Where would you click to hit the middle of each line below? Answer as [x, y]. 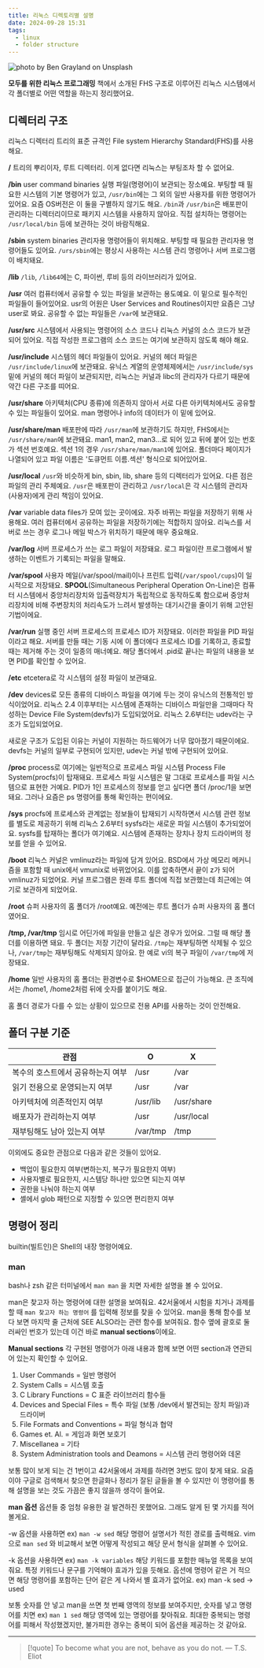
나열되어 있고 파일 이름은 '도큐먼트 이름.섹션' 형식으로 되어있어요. [108, 459]
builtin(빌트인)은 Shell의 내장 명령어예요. [70, 1246]
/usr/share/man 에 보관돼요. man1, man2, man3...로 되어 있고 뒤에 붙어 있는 [125, 439]
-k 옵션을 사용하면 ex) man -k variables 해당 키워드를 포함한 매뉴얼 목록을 [123, 1560]
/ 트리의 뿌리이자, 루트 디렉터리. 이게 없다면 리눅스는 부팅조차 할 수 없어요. [121, 167]
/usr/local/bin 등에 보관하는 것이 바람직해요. [79, 223]
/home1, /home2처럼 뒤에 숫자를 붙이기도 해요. [95, 989]
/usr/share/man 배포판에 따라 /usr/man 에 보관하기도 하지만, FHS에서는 [119, 429]
